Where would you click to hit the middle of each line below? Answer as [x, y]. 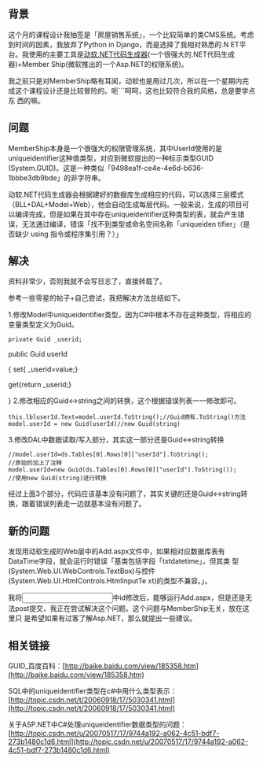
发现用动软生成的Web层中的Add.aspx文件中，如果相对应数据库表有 [117, 551]
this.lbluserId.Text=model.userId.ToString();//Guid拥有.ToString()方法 [127, 417]
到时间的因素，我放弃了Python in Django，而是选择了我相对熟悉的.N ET [124, 44]
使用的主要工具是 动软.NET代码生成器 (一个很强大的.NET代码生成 [132, 54]
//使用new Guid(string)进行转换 [58, 479]
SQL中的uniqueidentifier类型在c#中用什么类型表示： [93, 691]
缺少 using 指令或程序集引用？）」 [69, 234]
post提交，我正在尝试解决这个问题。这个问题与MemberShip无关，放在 [129, 608]
